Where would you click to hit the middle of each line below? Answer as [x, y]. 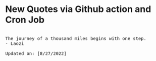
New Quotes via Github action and [78, 9]
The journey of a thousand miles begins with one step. [76, 38]
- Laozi [15, 43]
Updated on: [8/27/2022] [36, 53]
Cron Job [25, 20]
